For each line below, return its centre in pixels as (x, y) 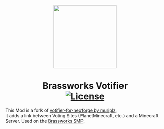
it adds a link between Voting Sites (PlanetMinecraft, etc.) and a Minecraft (82, 115)
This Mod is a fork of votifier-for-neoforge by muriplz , (61, 110)
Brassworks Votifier (85, 86)
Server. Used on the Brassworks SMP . (45, 121)
